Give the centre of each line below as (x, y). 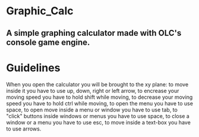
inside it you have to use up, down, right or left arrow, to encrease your (93, 91)
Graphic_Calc (40, 11)
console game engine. (48, 42)
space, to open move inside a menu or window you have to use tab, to (92, 110)
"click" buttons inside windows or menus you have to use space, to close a (98, 116)
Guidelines (33, 68)
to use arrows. (24, 129)
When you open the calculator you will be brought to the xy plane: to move (97, 84)
